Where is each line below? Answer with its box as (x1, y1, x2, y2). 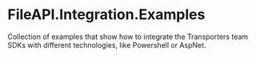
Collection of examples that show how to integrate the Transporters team (7, 32, 249, 41)
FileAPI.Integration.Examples (7, 6, 206, 24)
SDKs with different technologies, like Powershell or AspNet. (7, 40, 206, 49)
